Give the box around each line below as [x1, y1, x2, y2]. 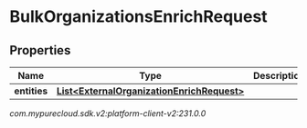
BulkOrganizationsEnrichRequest [9, 6, 268, 27]
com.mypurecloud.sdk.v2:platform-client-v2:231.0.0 [9, 108, 206, 119]
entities [14, 84, 48, 97]
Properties [9, 43, 71, 58]
